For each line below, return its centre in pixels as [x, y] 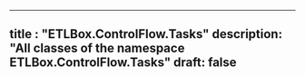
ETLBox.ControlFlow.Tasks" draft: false [123, 63]
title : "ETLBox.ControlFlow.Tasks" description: [146, 34]
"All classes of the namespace [97, 48]
